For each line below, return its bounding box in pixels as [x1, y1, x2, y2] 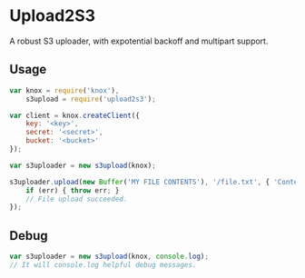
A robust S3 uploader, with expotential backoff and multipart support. [9, 35, 269, 46]
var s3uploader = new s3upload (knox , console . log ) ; [9, 252, 209, 262]
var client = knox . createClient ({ [9, 111, 141, 120]
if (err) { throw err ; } [25, 185, 120, 195]
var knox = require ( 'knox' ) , [9, 85, 120, 95]
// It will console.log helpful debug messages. [9, 260, 197, 269]
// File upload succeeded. [25, 194, 128, 204]
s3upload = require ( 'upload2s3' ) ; [25, 94, 156, 104]
